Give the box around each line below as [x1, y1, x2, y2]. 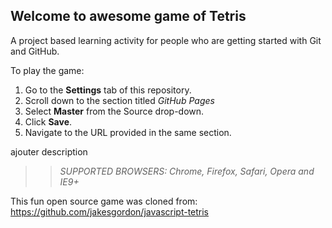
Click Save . [24, 115, 73, 128]
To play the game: [10, 64, 85, 76]
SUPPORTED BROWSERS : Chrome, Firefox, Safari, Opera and [59, 165, 315, 177]
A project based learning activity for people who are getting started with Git [10, 34, 322, 46]
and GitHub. [10, 45, 60, 57]
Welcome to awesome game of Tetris [10, 8, 247, 25]
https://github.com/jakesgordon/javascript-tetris [10, 205, 210, 218]
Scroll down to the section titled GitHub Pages [24, 94, 215, 106]
